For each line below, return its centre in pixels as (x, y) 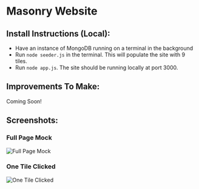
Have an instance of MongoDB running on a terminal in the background (104, 48)
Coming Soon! (24, 101)
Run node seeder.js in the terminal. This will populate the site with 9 (100, 55)
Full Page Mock (29, 138)
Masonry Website (52, 11)
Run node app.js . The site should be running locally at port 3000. (96, 67)
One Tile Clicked (31, 167)
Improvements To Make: (53, 87)
